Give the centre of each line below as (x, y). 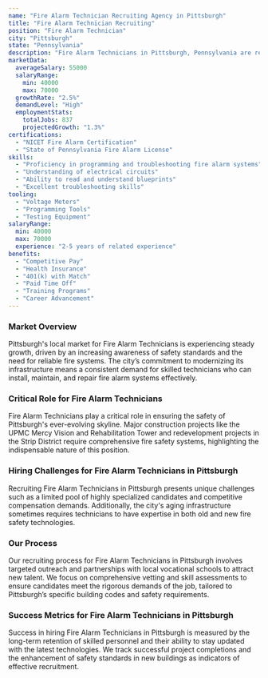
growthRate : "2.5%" (48, 98)
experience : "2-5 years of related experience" (96, 247)
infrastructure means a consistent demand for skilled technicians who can (130, 370)
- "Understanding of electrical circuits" (87, 172)
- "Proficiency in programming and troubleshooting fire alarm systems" (139, 165)
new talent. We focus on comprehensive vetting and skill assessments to (128, 578)
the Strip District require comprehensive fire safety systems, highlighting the (134, 442)
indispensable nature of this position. (69, 450)
